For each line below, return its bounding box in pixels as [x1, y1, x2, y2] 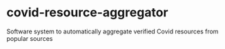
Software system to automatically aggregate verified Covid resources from [6, 27, 219, 35]
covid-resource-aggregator [6, 5, 168, 20]
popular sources [6, 34, 53, 42]
